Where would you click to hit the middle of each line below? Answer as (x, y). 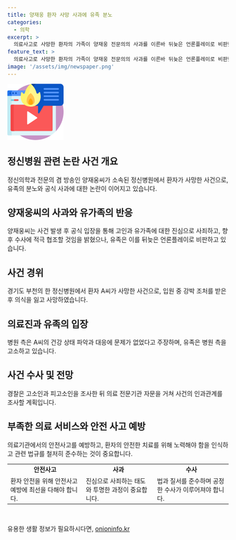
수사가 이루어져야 (188, 489)
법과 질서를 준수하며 (184, 480)
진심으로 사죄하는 (109, 480)
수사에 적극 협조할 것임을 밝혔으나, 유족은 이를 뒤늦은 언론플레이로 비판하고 (117, 239)
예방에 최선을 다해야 (38, 489)
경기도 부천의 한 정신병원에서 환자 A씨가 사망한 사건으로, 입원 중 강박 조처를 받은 (117, 291)
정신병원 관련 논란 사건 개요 (63, 162)
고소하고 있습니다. (32, 351)
